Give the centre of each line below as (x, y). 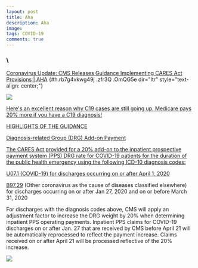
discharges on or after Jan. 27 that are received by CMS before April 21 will (98, 228)
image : (14, 28)
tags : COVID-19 (25, 34)
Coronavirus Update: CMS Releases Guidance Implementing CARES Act (95, 73)
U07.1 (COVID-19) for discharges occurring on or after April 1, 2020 (88, 174)
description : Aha (28, 23)
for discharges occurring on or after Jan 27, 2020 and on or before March (97, 192)
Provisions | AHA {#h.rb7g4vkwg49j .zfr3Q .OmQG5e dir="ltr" (82, 80)
